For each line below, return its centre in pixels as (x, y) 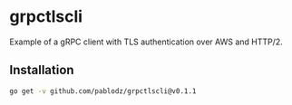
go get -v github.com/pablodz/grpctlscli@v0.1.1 (103, 91)
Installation (42, 70)
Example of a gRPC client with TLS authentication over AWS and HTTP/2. (146, 42)
